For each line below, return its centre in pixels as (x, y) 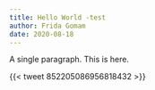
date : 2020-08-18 (42, 34)
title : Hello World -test (57, 17)
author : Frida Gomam (48, 26)
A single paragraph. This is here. (69, 60)
